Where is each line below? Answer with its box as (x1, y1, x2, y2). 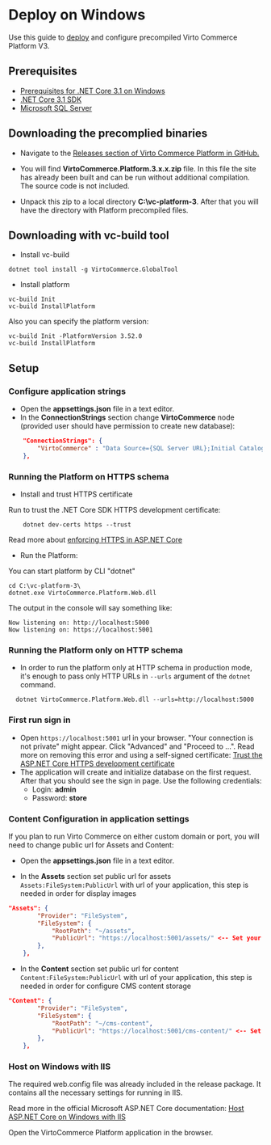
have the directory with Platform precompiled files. (19, 205, 189, 215)
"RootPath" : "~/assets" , (51, 927, 135, 935)
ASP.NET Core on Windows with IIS (8, 1112, 127, 1122)
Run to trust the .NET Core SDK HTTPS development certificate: (8, 505, 221, 514)
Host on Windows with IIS (8, 1061, 111, 1072)
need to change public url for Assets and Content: (8, 839, 174, 850)
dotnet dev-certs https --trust (23, 520, 131, 529)
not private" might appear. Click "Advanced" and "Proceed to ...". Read (19, 742, 255, 751)
